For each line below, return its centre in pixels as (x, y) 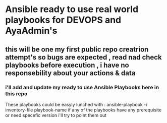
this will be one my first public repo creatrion (77, 49)
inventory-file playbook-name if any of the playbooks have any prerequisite (83, 110)
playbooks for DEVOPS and (63, 20)
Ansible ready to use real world (72, 9)
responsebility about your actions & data (70, 73)
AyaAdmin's (31, 31)
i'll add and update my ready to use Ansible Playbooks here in (82, 87)
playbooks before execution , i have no (67, 65)
